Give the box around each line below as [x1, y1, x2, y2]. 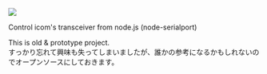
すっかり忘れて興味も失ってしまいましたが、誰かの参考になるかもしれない [8, 48, 253, 56]
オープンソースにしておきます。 [14, 57, 119, 67]
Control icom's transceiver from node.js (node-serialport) [8, 22, 197, 32]
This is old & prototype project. [8, 38, 110, 47]
